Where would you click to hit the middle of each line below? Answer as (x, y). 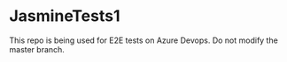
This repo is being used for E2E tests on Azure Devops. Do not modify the (144, 40)
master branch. (37, 49)
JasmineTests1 (65, 16)
